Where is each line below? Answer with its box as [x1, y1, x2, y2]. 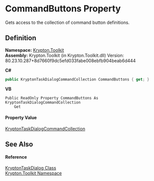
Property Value [5, 115, 37, 121]
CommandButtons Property [5, 3, 121, 14]
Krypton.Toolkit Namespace [5, 170, 62, 177]
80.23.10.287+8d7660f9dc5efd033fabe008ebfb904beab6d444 [5, 58, 136, 64]
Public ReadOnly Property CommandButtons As [5, 95, 99, 100]
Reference [5, 154, 27, 160]
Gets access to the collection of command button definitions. [5, 19, 130, 25]
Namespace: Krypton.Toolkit [5, 47, 64, 53]
